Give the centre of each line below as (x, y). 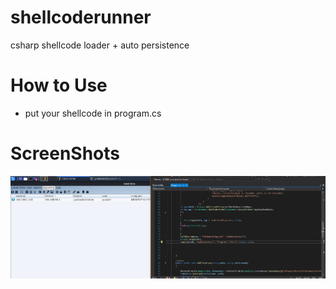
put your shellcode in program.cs (93, 113)
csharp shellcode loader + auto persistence (100, 45)
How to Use (59, 85)
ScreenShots (65, 153)
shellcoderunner (81, 17)
